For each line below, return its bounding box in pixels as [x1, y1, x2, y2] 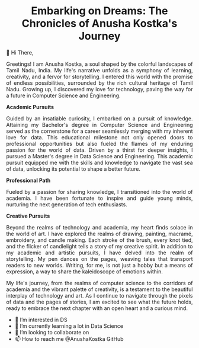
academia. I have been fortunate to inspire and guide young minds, [6, 194, 193, 202]
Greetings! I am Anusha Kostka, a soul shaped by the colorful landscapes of [6, 60, 193, 68]
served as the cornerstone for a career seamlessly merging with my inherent [6, 127, 193, 135]
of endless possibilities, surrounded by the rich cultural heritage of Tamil [6, 79, 193, 87]
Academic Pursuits [6, 103, 54, 110]
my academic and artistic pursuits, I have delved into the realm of [6, 249, 193, 256]
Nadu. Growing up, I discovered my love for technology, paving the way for [6, 85, 193, 92]
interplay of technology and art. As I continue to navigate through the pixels [6, 292, 193, 299]
